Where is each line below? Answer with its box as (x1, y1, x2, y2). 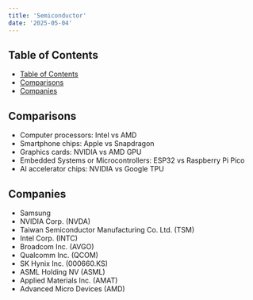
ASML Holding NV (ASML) (19, 267, 105, 276)
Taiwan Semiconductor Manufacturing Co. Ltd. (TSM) (19, 225, 195, 234)
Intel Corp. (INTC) (19, 233, 78, 243)
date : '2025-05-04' (8, 19, 73, 27)
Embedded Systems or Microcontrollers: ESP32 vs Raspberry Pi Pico (19, 156, 245, 165)
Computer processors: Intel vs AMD (19, 130, 137, 140)
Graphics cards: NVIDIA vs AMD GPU (19, 148, 142, 157)
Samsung (19, 208, 52, 217)
